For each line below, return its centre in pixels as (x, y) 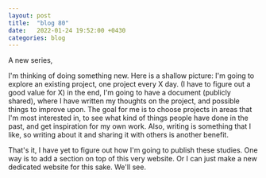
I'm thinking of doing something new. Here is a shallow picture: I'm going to (131, 75)
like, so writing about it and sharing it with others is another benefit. (118, 135)
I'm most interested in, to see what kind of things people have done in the (128, 118)
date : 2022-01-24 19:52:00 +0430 (67, 30)
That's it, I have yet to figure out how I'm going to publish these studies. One (133, 150)
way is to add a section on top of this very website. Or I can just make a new (133, 159)
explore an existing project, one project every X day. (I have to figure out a (129, 84)
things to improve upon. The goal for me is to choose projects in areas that (130, 110)
